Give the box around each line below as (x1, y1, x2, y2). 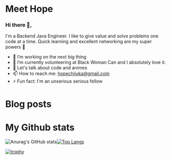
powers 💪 (5, 44, 26, 50)
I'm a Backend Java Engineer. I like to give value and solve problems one (5, 33, 159, 39)
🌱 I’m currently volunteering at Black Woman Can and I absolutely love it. (12, 59, 166, 66)
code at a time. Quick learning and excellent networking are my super (5, 38, 152, 45)
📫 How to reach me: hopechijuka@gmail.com (12, 70, 110, 77)
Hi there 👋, (5, 22, 32, 29)
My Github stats (5, 122, 75, 133)
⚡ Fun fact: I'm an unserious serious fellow (12, 78, 103, 85)
